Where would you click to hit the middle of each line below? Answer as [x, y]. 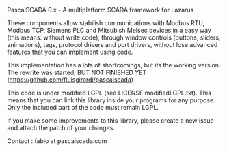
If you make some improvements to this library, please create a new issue [110, 121]
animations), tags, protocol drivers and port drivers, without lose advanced [112, 45]
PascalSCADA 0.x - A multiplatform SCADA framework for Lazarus [101, 10]
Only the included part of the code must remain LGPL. [83, 107]
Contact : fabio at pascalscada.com [57, 141]
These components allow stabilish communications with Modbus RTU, [106, 23]
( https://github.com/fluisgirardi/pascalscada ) [70, 80]
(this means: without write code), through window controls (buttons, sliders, [114, 37]
